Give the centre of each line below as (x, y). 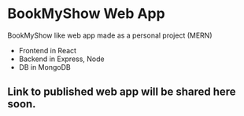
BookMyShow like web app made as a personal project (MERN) (110, 35)
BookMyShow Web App (87, 14)
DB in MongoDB (45, 67)
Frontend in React (47, 50)
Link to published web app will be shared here (122, 92)
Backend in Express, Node (61, 59)
